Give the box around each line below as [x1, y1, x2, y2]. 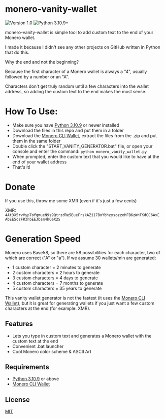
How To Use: [5, 106, 58, 117]
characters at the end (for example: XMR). [5, 305, 91, 311]
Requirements [5, 363, 49, 371]
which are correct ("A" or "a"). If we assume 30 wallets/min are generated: [5, 255, 156, 261]
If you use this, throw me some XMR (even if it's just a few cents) [5, 197, 137, 203]
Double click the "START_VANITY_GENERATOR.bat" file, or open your [12, 143, 153, 149]
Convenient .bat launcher [12, 343, 64, 349]
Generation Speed [5, 233, 81, 244]
